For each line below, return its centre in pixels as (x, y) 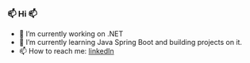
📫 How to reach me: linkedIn (66, 51)
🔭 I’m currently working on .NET (71, 34)
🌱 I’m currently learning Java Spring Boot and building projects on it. (131, 43)
